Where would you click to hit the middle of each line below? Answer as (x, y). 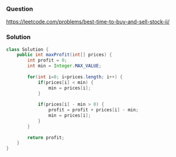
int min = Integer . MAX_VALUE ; (64, 66)
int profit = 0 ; (47, 60)
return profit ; (46, 137)
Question (20, 9)
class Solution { (27, 49)
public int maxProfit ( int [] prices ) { (64, 55)
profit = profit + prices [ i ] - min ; (93, 110)
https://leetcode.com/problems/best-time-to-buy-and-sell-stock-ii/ (88, 22)
